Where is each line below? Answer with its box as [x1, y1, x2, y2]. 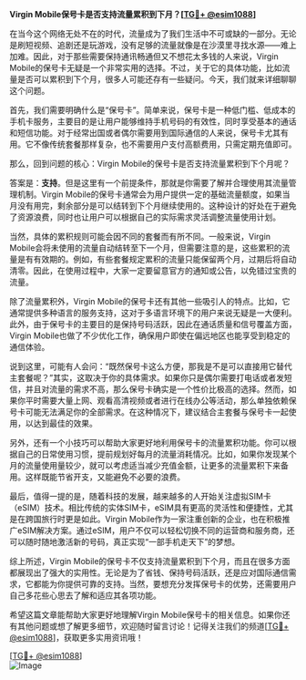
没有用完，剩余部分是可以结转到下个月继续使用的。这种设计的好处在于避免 [16, 201, 297, 211]
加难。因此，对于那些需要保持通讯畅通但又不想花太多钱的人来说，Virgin [9, 51, 280, 62]
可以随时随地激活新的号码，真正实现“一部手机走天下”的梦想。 [9, 537, 240, 547]
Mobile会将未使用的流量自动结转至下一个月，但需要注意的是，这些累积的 [9, 242, 282, 253]
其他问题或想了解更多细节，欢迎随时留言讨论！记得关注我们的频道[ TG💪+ [16, 621, 290, 632]
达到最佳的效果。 [33, 418, 97, 428]
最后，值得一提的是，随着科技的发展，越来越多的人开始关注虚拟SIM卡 [9, 491, 271, 501]
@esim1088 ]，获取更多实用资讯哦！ [9, 633, 144, 643]
